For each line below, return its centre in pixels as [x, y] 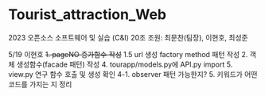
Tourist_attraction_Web [88, 15]
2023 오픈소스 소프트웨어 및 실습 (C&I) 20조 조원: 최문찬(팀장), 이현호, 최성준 [128, 37]
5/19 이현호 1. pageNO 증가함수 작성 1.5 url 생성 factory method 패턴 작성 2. [128, 54]
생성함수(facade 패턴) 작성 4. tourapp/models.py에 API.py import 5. [125, 64]
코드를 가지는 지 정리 [40, 84]
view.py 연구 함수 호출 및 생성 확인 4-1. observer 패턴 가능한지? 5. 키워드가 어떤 [133, 74]
